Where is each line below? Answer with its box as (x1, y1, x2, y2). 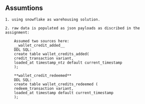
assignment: (5, 30, 30, 35)
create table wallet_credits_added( (14, 51, 90, 56)
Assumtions (5, 4, 43, 12)
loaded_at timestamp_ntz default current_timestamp (14, 60, 122, 65)
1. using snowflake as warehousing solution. (5, 17, 100, 22)
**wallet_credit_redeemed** (14, 73, 72, 78)
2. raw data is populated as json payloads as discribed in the (5, 26, 140, 31)
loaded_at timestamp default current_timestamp (14, 90, 113, 95)
